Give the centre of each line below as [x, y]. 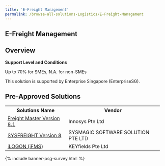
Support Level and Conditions [36, 62]
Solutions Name [36, 110]
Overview [20, 51]
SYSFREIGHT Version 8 [35, 135]
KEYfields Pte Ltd [88, 146]
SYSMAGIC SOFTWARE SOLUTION [109, 132]
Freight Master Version [34, 118]
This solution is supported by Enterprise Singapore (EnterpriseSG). [72, 81]
